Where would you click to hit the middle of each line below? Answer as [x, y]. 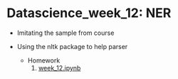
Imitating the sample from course [66, 33]
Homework [44, 60]
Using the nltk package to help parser [72, 46]
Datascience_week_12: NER [89, 13]
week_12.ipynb [59, 68]
